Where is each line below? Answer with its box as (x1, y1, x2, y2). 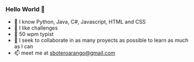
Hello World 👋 (5, 5, 45, 13)
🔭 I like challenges (13, 24, 58, 31)
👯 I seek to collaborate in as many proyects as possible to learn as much (13, 37, 189, 44)
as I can (13, 43, 33, 50)
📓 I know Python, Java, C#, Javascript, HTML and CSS (13, 19, 146, 25)
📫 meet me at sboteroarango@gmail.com (13, 49, 115, 57)
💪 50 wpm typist (13, 31, 54, 38)
